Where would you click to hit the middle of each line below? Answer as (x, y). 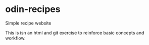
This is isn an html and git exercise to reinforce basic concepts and (75, 32)
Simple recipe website (28, 23)
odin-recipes (33, 9)
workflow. (15, 38)
